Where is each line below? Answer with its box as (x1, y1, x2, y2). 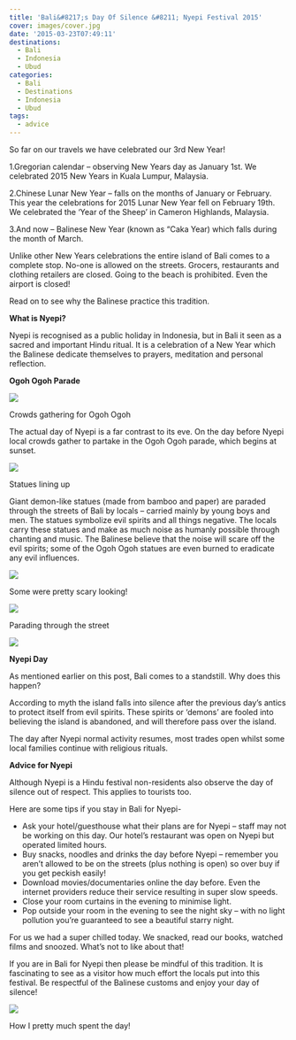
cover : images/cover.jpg (9, 21, 101, 30)
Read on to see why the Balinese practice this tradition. (9, 296, 210, 306)
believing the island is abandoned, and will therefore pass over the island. (9, 716, 277, 727)
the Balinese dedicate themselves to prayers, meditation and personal (9, 349, 263, 359)
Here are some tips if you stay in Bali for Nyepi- (9, 804, 182, 814)
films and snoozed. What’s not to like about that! (9, 942, 185, 951)
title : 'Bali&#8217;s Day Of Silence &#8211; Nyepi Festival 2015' (9, 12, 263, 22)
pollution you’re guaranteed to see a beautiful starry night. (21, 915, 234, 925)
